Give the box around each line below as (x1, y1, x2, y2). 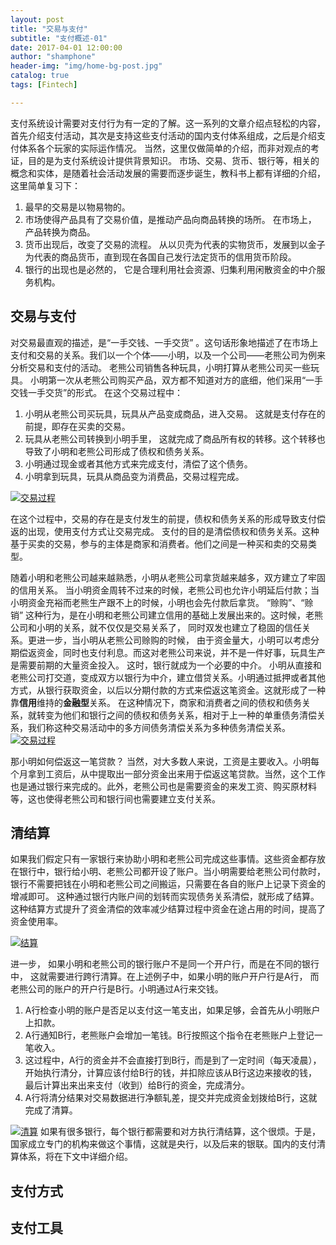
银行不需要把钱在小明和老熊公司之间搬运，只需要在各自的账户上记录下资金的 (10, 878, 326, 890)
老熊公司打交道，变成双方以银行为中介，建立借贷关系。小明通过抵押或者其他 (10, 671, 326, 683)
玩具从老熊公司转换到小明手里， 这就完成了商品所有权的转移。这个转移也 (24, 432, 326, 445)
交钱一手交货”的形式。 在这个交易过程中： (10, 386, 184, 398)
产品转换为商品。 (24, 226, 96, 238)
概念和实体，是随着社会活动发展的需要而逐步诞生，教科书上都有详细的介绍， (10, 167, 326, 179)
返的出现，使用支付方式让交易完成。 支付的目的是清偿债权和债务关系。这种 (10, 525, 320, 537)
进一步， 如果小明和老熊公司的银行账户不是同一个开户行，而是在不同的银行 (10, 958, 320, 970)
